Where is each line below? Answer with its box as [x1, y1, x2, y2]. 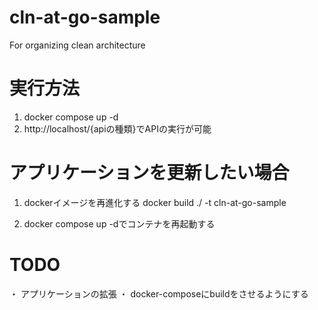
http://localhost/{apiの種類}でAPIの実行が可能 [23, 122, 212, 135]
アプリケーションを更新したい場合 [9, 162, 290, 185]
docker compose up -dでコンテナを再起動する [23, 217, 216, 230]
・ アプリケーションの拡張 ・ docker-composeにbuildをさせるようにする [9, 287, 309, 300]
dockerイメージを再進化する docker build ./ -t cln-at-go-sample [23, 196, 287, 208]
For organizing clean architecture [9, 39, 146, 51]
